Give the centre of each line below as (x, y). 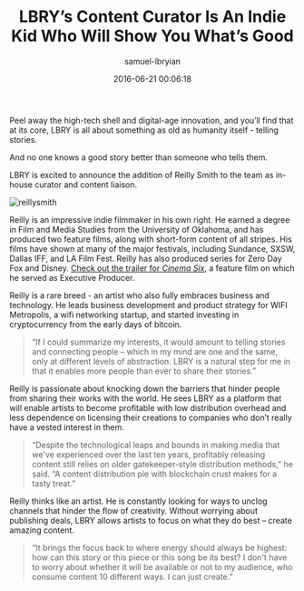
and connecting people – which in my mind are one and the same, (155, 351)
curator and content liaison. (86, 185)
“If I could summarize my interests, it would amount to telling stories (158, 342)
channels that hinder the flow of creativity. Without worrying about (134, 510)
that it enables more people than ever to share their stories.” (144, 371)
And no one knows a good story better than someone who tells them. (139, 157)
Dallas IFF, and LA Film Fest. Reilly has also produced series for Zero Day (146, 258)
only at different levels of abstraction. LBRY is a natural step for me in (161, 361)
